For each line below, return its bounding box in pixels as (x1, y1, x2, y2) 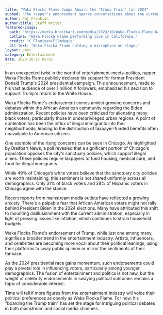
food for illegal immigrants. (5, 161, 59, 167)
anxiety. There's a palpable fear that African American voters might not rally (5, 200, 157, 206)
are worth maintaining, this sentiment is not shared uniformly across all (5, 175, 147, 181)
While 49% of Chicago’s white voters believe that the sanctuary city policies (5, 170, 157, 176)
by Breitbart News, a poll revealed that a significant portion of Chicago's (5, 145, 149, 151)
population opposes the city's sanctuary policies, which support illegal (5, 151, 146, 157)
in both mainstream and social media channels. (5, 306, 99, 312)
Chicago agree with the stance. (5, 186, 68, 191)
